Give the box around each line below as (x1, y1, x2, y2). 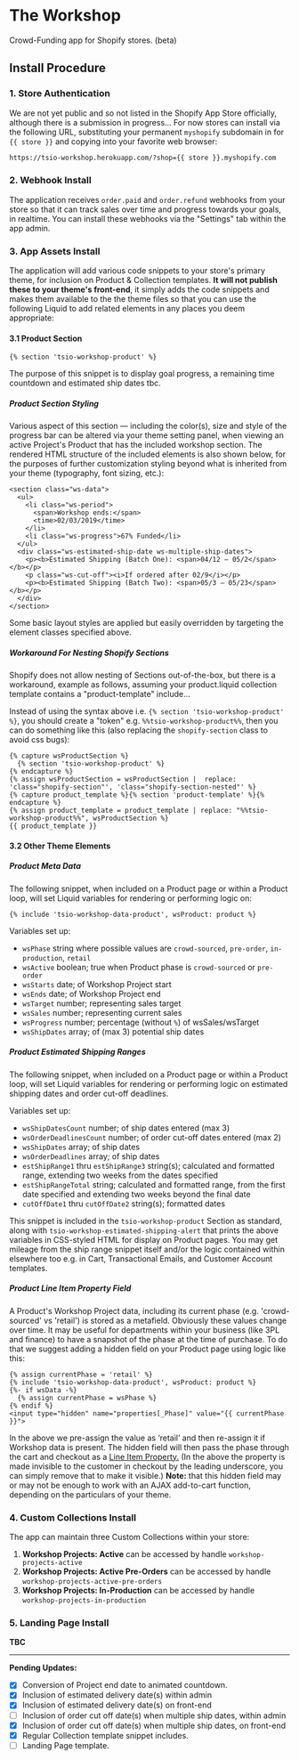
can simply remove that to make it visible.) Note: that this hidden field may (9, 1470, 282, 1480)
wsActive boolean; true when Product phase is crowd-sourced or (21, 961, 256, 972)
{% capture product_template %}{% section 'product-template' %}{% (9, 791, 265, 799)
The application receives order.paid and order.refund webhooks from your (9, 194, 287, 205)
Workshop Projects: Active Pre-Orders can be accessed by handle (21, 1566, 271, 1577)
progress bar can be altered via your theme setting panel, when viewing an (9, 430, 285, 441)
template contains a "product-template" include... (9, 689, 191, 700)
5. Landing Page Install (9, 1617, 109, 1629)
